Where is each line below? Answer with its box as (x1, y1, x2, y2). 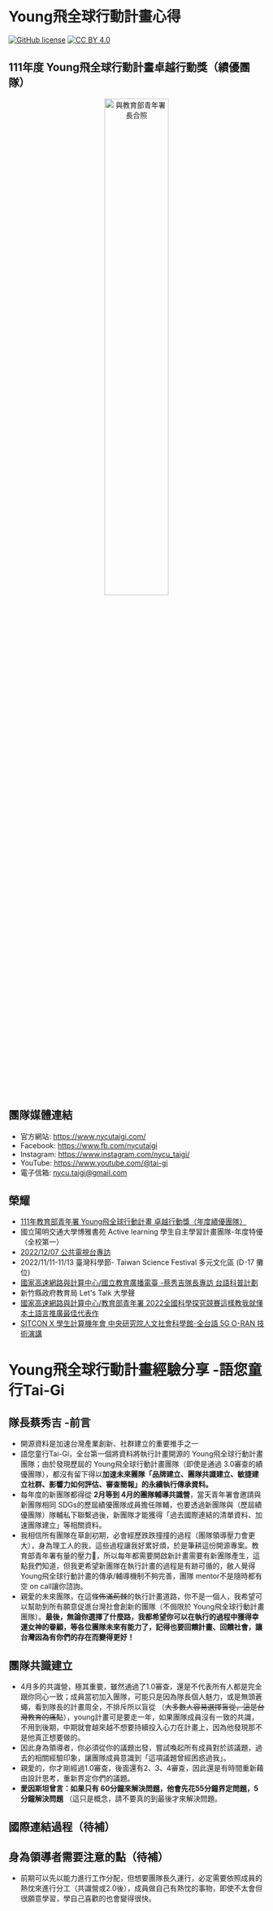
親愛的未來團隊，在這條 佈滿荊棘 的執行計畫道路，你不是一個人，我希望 (19, 1592, 256, 1601)
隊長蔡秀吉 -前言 (8, 1416, 91, 1429)
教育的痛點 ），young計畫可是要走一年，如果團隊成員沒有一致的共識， (27, 1712, 258, 1722)
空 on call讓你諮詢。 (19, 1582, 88, 1592)
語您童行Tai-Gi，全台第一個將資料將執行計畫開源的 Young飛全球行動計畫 (19, 1449, 264, 1459)
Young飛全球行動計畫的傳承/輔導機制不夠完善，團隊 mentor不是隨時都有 (19, 1571, 262, 1581)
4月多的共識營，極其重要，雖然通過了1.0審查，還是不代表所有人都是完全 (19, 1682, 262, 1692)
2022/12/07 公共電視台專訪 (19, 1248, 111, 1257)
